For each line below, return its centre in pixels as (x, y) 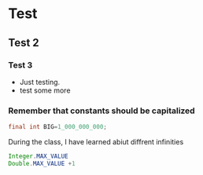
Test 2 (24, 43)
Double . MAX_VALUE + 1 (42, 163)
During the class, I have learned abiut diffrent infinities (96, 142)
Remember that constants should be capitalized (101, 111)
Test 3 (20, 65)
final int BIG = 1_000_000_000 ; (58, 127)
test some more (45, 90)
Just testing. (40, 82)
